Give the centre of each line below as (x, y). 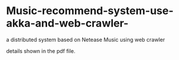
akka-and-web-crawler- (67, 23)
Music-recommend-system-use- (90, 11)
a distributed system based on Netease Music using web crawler (86, 39)
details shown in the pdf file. (41, 51)
